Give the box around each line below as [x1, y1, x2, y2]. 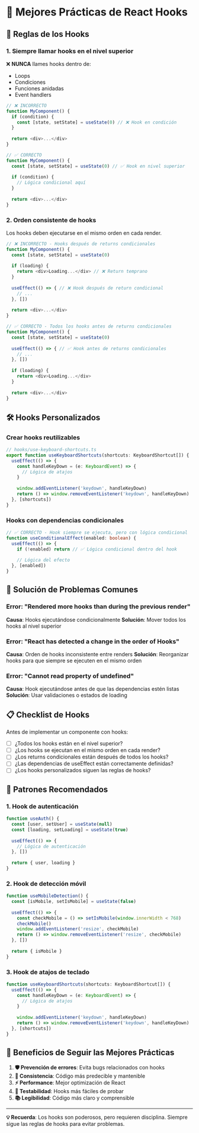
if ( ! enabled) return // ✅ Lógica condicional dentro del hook [17, 546, 178, 552]
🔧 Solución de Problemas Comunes [6, 585, 138, 595]
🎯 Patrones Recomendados [6, 784, 108, 794]
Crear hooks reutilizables [6, 433, 81, 442]
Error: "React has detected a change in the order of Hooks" [6, 637, 179, 646]
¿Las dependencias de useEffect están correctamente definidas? [14, 760, 174, 767]
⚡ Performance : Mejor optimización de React [14, 1079, 126, 1086]
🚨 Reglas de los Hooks [6, 29, 90, 39]
